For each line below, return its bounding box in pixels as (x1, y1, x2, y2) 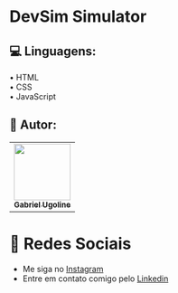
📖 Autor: (9, 118, 57, 133)
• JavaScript (9, 91, 57, 101)
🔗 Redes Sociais (9, 233, 132, 254)
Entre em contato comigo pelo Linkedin (22, 273, 169, 284)
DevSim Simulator (9, 6, 147, 27)
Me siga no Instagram (22, 263, 104, 274)
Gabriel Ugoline (14, 199, 71, 210)
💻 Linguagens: (9, 43, 97, 59)
